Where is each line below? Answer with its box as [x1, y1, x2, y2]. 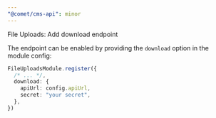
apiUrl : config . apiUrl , [20, 85, 91, 92]
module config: [7, 51, 52, 60]
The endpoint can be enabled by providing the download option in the [7, 43, 209, 52]
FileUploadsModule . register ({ [7, 65, 98, 72]
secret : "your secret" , [20, 92, 91, 99]
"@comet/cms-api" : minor [7, 10, 81, 18]
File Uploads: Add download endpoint [7, 30, 118, 38]
